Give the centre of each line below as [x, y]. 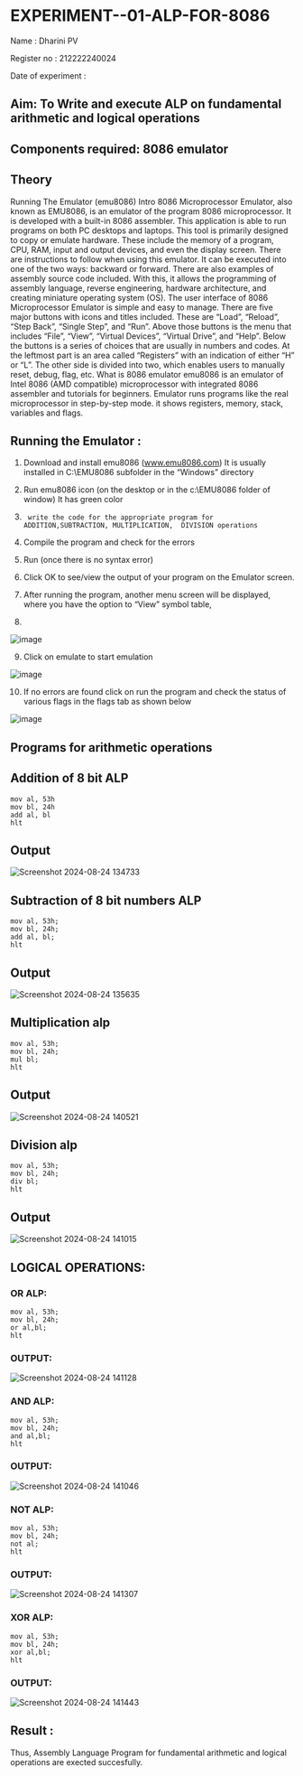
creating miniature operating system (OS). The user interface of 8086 [139, 297]
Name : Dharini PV [44, 41]
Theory [32, 180]
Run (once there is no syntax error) [88, 560]
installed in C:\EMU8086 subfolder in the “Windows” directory [138, 472]
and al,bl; [31, 1436]
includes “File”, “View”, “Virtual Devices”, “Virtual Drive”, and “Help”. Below [148, 336]
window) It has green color [73, 500]
